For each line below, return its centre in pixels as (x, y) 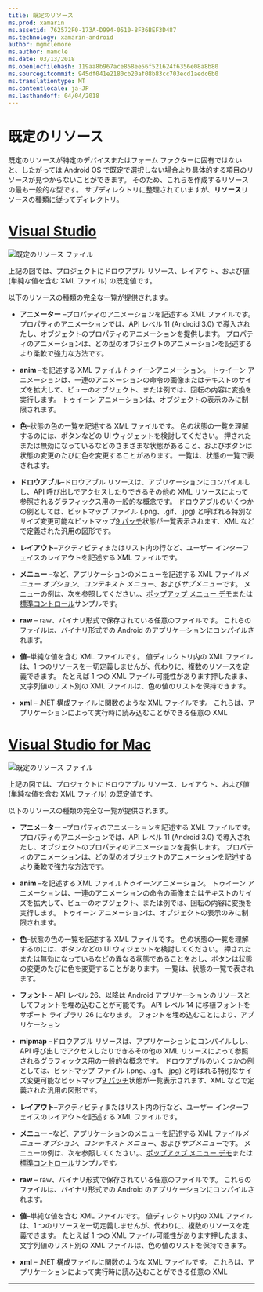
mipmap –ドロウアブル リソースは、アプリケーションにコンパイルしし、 (136, 1042)
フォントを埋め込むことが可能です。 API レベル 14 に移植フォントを (142, 1005)
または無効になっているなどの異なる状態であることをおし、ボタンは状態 (136, 959)
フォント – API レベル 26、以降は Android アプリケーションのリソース (131, 995)
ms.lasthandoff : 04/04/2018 (54, 96)
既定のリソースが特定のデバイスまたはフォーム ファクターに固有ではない (125, 160)
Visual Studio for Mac (79, 745)
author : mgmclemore (40, 45)
